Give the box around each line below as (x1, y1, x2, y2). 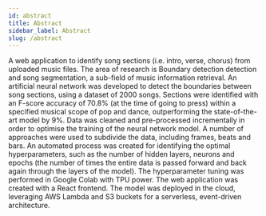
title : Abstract (8, 19, 62, 27)
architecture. (8, 201, 50, 210)
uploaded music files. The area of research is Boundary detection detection (8, 65, 257, 74)
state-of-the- (213, 107, 257, 117)
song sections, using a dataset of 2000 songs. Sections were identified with (8, 90, 259, 100)
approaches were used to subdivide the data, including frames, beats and (8, 133, 252, 142)
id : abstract (8, 11, 52, 20)
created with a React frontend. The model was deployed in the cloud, (8, 183, 236, 193)
